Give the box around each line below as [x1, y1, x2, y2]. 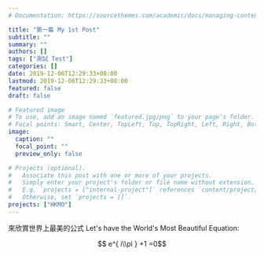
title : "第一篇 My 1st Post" [8, 25, 101, 34]
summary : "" [8, 40, 47, 48]
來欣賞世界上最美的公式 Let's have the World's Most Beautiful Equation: [8, 223, 240, 232]
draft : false [8, 91, 51, 99]
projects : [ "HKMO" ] [8, 201, 72, 209]
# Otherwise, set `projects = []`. [8, 194, 132, 202]
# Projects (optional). [8, 164, 86, 172]
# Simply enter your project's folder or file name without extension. [8, 179, 255, 187]
